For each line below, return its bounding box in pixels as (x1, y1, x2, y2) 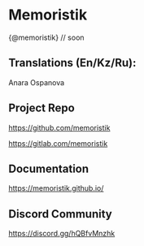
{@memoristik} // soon (8, 32, 85, 42)
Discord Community (8, 207, 112, 221)
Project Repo (8, 101, 75, 115)
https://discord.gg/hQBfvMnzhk (8, 229, 116, 239)
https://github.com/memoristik (8, 123, 111, 132)
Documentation (8, 162, 89, 175)
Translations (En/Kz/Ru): (8, 56, 137, 70)
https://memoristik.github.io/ (8, 183, 104, 193)
